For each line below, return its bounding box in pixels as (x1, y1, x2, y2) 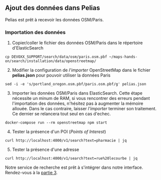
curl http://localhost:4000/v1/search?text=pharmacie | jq (5, 138, 127, 143)
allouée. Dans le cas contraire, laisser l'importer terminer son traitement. (12, 106, 157, 112)
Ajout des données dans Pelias (5, 4, 100, 12)
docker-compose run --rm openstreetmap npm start (5, 120, 108, 125)
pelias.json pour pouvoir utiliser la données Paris (12, 72, 111, 78)
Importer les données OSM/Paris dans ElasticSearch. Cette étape (12, 90, 143, 96)
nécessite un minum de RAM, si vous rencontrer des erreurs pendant (12, 96, 150, 101)
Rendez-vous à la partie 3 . (5, 170, 58, 176)
